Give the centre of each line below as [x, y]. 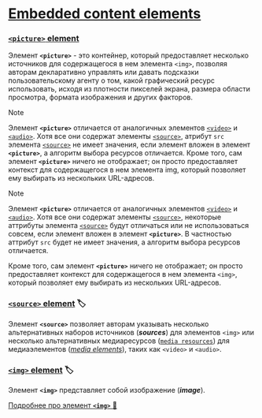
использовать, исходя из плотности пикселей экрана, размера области [129, 89]
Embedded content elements [105, 14]
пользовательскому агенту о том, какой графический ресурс [111, 80]
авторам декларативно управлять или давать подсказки [103, 73]
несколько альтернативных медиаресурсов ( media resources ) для [119, 341]
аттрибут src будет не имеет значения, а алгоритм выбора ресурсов [124, 242]
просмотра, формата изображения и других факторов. [101, 97]
